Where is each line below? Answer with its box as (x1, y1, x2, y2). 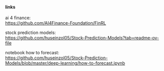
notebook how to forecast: (5, 50, 60, 56)
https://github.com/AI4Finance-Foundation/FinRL (5, 20, 106, 26)
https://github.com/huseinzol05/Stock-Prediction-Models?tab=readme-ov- (5, 35, 160, 41)
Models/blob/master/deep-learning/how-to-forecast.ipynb (5, 60, 126, 66)
